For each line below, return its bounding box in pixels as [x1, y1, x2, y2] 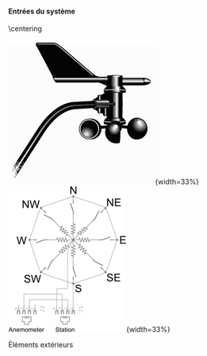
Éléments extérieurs [8, 340, 74, 350]
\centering [8, 24, 42, 33]
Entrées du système [8, 6, 75, 16]
